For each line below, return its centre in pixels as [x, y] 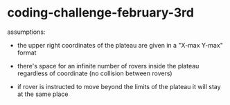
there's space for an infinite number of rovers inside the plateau [108, 66]
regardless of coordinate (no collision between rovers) [95, 73]
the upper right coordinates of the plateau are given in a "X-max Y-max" [120, 45]
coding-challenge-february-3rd [100, 13]
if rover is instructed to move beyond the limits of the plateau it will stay [119, 86]
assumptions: [26, 32]
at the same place [43, 94]
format [27, 52]
